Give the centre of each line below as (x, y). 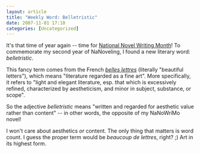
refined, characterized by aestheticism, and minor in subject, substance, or (99, 89)
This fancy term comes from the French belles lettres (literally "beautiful (95, 70)
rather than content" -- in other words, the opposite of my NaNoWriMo (93, 113)
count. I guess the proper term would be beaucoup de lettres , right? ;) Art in (100, 137)
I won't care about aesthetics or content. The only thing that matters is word (100, 131)
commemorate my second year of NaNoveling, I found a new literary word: (98, 52)
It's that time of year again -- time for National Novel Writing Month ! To (93, 45)
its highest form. (26, 143)
